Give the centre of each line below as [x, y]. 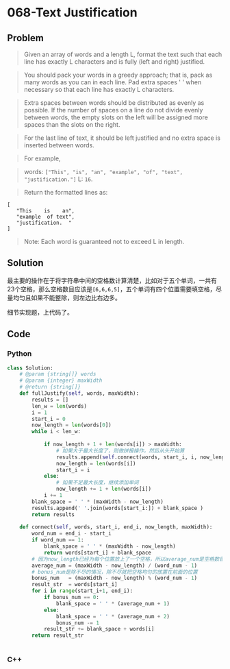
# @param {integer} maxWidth [61, 381]
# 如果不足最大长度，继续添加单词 [97, 483]
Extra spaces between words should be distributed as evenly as [114, 103]
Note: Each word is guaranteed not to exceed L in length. [104, 242]
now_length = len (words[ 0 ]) [72, 425]
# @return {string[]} [50, 387]
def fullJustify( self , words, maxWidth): [79, 393]
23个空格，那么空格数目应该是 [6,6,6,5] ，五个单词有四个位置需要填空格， [112, 289]
